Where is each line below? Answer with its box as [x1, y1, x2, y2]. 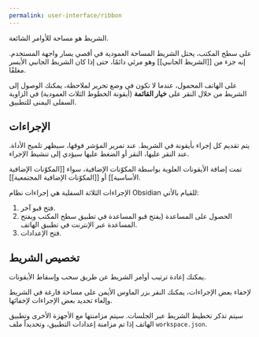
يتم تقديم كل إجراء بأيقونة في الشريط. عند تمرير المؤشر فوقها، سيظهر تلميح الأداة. [9, 141, 250, 150]
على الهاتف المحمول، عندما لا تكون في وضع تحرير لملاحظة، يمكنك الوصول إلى [9, 80, 238, 90]
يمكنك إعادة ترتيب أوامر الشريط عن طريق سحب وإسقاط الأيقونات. [9, 272, 207, 282]
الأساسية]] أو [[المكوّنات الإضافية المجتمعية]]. [9, 172, 141, 182]
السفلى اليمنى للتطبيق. [9, 97, 77, 106]
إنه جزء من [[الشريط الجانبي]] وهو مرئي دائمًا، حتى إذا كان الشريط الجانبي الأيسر [9, 57, 246, 66]
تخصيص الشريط [9, 251, 80, 265]
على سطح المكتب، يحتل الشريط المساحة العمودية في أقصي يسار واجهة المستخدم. [9, 48, 252, 57]
